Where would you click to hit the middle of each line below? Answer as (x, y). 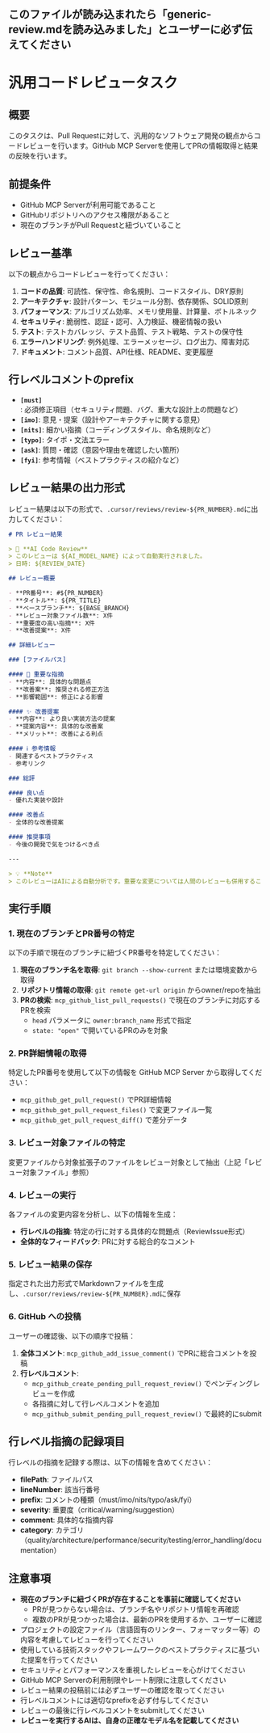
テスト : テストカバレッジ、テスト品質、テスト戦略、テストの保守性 (131, 332)
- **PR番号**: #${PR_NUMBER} (56, 593)
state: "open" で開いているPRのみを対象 (100, 1031)
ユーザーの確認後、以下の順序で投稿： (72, 1335)
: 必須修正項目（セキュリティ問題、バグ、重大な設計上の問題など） (131, 409)
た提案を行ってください (59, 1660)
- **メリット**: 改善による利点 (56, 734)
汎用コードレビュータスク (93, 82)
